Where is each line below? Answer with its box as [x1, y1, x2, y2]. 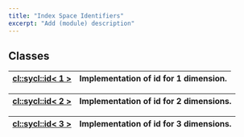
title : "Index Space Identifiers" [8, 11, 125, 20]
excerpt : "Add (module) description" [8, 19, 135, 27]
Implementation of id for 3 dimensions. [79, 118, 232, 130]
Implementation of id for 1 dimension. [79, 73, 228, 85]
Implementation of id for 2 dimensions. [79, 96, 232, 107]
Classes [8, 49, 50, 63]
